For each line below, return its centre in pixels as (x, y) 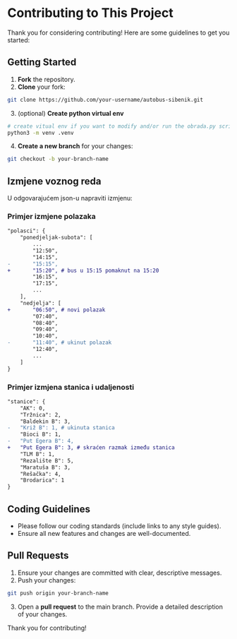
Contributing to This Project (91, 13)
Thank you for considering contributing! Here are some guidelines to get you (119, 32)
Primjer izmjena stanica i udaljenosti (71, 387)
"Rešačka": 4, (41, 474)
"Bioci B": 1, (41, 435)
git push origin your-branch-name (58, 593)
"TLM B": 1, (37, 454)
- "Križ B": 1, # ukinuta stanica (61, 428)
